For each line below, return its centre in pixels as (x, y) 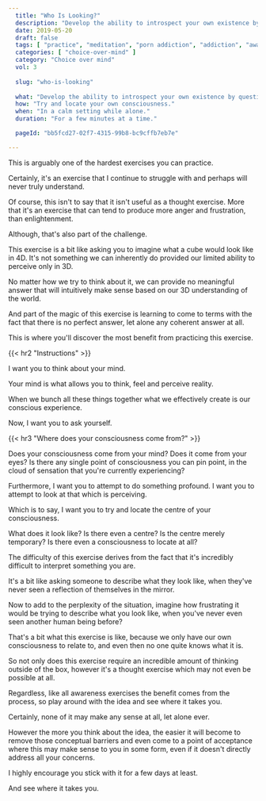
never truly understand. (46, 186)
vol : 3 (26, 67)
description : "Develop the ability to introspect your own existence (132, 23)
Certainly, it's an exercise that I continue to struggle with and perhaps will (128, 178)
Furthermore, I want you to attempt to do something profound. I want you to (131, 485)
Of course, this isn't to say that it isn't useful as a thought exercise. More (127, 201)
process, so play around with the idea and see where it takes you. (115, 701)
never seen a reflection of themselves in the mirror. (91, 589)
